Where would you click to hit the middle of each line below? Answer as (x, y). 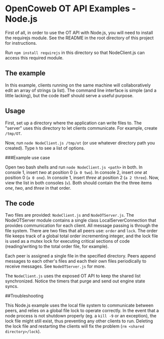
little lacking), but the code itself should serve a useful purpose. (69, 95)
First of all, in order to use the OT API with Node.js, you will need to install (79, 32)
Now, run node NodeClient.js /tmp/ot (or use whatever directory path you (80, 142)
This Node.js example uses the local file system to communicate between (79, 306)
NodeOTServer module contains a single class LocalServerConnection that (81, 220)
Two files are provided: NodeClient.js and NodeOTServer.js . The (70, 215)
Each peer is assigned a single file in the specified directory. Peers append (80, 256)
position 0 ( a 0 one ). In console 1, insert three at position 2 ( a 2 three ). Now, (82, 177)
